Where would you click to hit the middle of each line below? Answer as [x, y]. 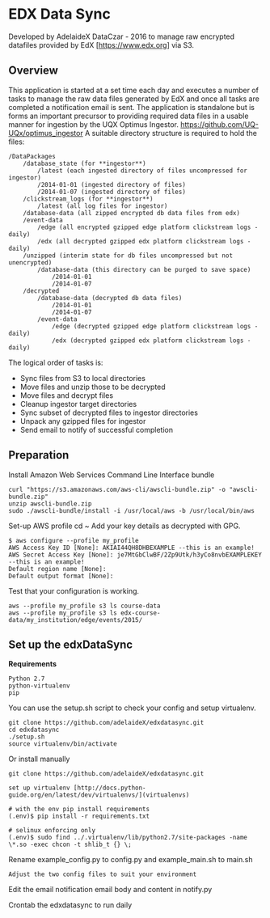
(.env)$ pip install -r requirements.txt [79, 816]
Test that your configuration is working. [74, 590]
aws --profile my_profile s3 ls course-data [84, 606]
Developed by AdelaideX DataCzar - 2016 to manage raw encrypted [122, 36]
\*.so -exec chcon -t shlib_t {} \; [70, 845]
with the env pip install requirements [83, 810]
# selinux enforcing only [52, 831]
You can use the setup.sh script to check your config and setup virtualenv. [132, 708]
